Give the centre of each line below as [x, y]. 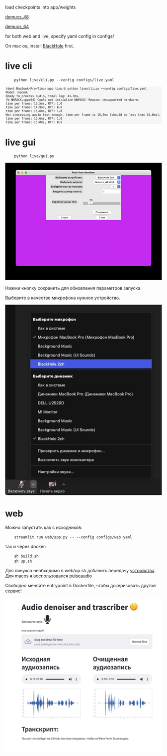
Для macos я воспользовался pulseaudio [48, 576]
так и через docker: [26, 546]
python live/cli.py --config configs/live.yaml [64, 80]
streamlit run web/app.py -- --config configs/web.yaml [73, 537]
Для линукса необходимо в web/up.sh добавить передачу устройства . [80, 570]
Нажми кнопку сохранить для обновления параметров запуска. [73, 288]
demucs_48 [17, 17]
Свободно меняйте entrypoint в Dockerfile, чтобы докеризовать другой [81, 585]
